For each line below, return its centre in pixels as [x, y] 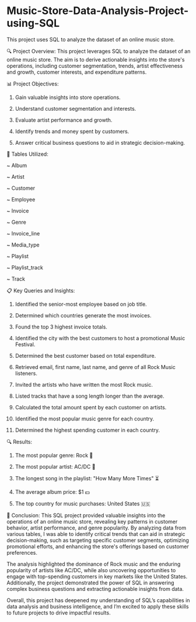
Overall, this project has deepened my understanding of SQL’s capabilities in [98, 600]
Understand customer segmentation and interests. [76, 108]
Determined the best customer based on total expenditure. [85, 356]
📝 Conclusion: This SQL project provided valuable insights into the [86, 515]
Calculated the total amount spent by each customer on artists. [91, 407]
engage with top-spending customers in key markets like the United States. [97, 576]
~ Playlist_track [25, 267]
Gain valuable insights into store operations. [68, 97]
